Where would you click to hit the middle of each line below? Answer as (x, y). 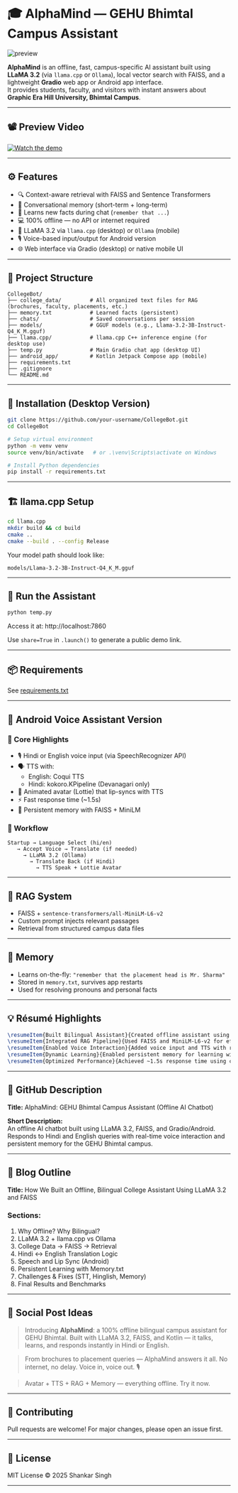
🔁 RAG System (40, 896)
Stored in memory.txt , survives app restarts (80, 982)
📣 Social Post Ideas (50, 1313)
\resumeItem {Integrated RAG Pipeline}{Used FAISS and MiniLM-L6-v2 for (115, 1041)
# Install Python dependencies (53, 465)
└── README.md (28, 375)
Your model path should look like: (56, 555)
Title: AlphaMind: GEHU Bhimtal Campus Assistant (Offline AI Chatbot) (110, 1107)
